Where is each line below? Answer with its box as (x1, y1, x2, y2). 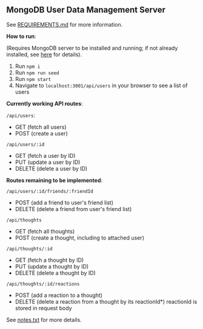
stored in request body (15, 304, 72, 311)
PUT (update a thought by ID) (15, 262, 89, 270)
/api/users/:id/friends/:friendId (6, 188, 94, 194)
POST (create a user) (15, 129, 68, 137)
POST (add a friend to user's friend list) (15, 199, 114, 206)
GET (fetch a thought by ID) (15, 256, 84, 264)
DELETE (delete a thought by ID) (15, 269, 96, 276)
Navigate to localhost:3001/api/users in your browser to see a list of (15, 82, 188, 89)
